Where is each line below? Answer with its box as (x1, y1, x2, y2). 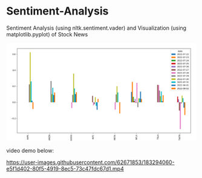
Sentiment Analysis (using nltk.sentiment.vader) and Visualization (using (6, 24, 186, 31)
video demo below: (6, 147, 54, 154)
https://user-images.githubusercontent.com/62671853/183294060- (6, 159, 175, 166)
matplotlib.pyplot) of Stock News (6, 30, 88, 38)
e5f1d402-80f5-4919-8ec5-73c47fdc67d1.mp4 (6, 165, 124, 173)
